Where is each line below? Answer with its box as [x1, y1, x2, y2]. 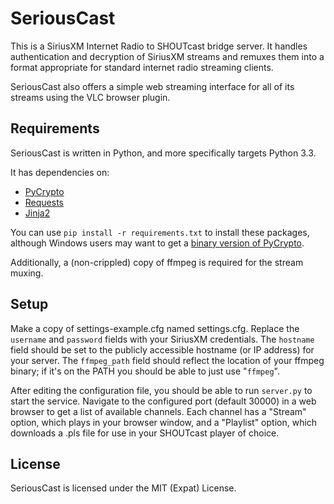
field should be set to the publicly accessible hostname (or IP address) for [10, 343, 315, 356]
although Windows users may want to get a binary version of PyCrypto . [10, 237, 305, 249]
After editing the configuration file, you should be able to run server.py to [10, 384, 313, 396]
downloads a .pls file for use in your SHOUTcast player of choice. [10, 427, 280, 439]
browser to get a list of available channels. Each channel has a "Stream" [10, 405, 307, 417]
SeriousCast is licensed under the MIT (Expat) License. [10, 482, 237, 494]
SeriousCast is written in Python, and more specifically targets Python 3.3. [10, 147, 317, 159]
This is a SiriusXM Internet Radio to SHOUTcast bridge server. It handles [10, 40, 308, 52]
